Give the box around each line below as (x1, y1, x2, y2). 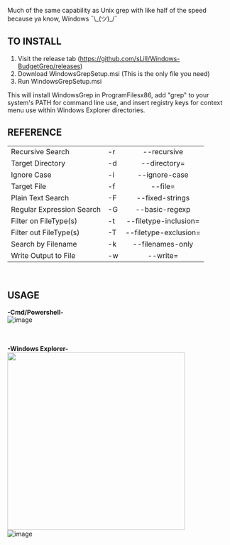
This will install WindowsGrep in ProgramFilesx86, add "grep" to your (7, 90, 209, 99)
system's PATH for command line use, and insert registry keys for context (7, 98, 223, 107)
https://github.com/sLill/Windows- (80, 54, 180, 63)
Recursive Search (11, 146, 70, 156)
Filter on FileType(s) (11, 216, 78, 226)
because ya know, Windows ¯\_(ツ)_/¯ (7, 14, 118, 23)
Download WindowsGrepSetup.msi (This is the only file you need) (17, 69, 211, 77)
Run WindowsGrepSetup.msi (17, 77, 102, 85)
